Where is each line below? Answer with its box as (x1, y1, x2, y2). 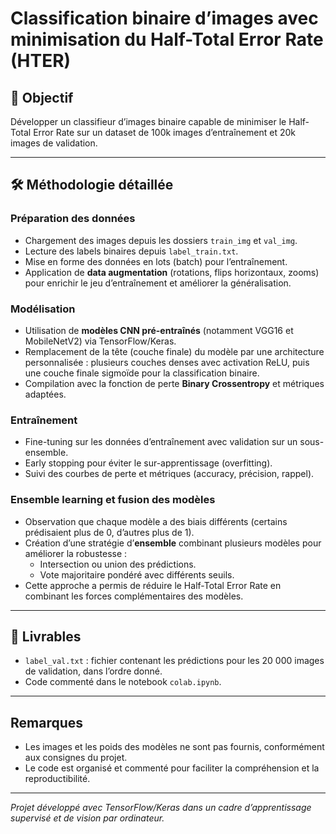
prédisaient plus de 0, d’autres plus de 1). (24, 526, 195, 538)
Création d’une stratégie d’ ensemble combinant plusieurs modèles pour (24, 537, 322, 549)
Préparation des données (10, 212, 136, 226)
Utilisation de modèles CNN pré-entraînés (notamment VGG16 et (24, 324, 294, 336)
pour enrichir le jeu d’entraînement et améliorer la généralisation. (24, 277, 292, 289)
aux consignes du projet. (24, 752, 128, 764)
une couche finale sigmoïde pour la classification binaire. (24, 367, 260, 379)
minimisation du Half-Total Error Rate (10, 28, 324, 51)
